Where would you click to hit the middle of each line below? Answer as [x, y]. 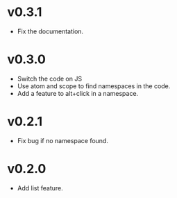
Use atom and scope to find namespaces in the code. [94, 86]
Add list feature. [40, 188]
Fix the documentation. [50, 31]
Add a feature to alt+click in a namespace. [78, 93]
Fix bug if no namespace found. [63, 140]
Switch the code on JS [49, 79]
